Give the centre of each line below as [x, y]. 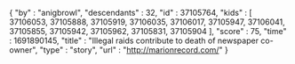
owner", [24, 50]
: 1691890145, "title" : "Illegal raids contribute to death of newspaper [134, 40]
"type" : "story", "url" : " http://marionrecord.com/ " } [134, 50]
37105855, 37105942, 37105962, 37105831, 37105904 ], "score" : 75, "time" [148, 31]
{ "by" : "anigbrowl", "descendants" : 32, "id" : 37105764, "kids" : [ [131, 13]
